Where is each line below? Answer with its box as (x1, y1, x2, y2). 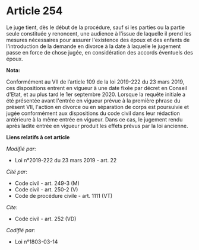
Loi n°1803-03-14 (14, 238, 58, 245)
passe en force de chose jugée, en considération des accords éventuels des (6, 49, 193, 56)
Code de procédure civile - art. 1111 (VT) (14, 192, 113, 199)
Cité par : (6, 168, 28, 175)
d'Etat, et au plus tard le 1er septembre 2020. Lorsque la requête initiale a (6, 91, 186, 98)
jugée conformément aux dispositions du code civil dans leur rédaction (6, 110, 180, 117)
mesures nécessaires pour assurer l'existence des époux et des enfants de (6, 36, 190, 43)
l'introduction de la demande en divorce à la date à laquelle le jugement (6, 43, 181, 50)
